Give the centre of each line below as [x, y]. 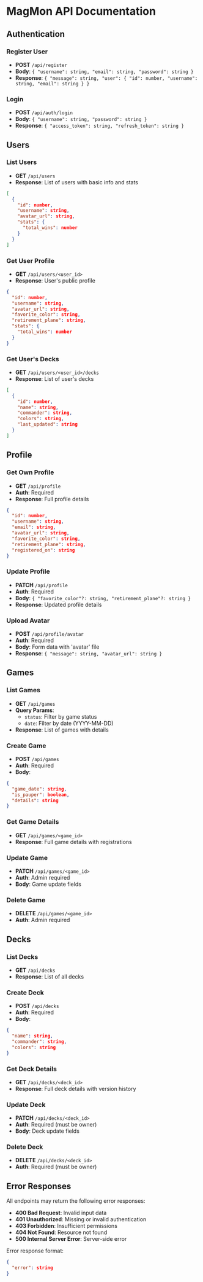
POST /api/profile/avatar [50, 633]
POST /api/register [41, 64]
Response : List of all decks [50, 976]
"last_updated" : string [48, 424]
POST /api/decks [37, 1006]
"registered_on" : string [43, 550]
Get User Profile [31, 260]
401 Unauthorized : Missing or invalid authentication [81, 1219]
